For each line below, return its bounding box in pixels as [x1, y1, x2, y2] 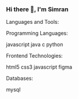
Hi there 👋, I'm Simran [6, 5, 69, 13]
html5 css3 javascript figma [6, 63, 73, 70]
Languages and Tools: [6, 19, 59, 26]
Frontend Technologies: [6, 52, 63, 59]
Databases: [6, 75, 34, 82]
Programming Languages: [6, 30, 68, 37]
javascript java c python [6, 41, 63, 48]
